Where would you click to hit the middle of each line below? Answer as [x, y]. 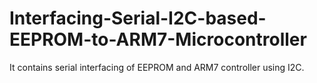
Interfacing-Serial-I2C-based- [138, 18]
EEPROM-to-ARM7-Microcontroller [158, 39]
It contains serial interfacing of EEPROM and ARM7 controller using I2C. [157, 67]
